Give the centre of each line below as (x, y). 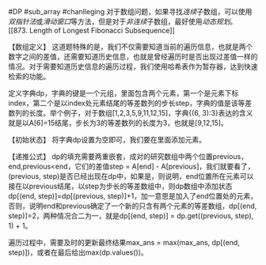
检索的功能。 (29, 76)
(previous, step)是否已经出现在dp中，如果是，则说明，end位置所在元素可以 (131, 176)
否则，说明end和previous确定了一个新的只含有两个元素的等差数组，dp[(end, (133, 206)
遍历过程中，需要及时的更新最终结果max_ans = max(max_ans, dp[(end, (124, 242)
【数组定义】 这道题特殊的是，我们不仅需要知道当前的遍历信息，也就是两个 (131, 47)
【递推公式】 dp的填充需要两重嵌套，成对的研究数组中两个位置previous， (128, 156)
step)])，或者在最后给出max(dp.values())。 (78, 252)
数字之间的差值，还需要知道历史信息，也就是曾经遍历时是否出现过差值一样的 (133, 57)
